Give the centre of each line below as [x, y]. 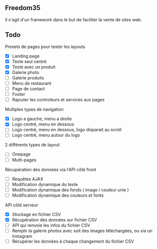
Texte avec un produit [34, 67]
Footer [19, 94]
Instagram [22, 236]
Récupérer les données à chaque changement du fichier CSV [73, 241]
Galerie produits [28, 78]
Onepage [21, 154]
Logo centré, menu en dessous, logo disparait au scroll [67, 130]
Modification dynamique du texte [45, 184]
